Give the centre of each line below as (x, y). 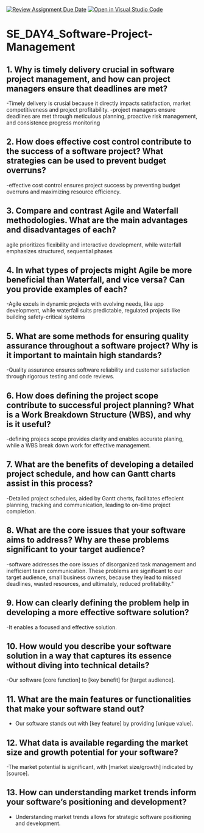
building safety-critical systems (46, 317)
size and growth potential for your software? (92, 752)
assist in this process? (50, 484)
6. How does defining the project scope (83, 396)
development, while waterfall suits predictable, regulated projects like (93, 311)
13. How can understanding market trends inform (101, 792)
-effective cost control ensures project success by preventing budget (93, 185)
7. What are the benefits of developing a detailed (100, 465)
